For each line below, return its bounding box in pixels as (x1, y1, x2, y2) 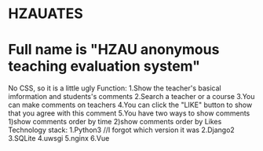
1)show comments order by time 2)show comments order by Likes (8, 117, 222, 127)
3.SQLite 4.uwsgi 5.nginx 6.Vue (8, 134, 110, 143)
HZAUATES (8, 5, 84, 23)
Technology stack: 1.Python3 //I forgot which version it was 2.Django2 (8, 125, 236, 134)
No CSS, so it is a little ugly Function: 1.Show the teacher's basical (8, 83, 221, 93)
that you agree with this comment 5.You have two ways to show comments (8, 109, 250, 118)
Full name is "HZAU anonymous (8, 41, 220, 59)
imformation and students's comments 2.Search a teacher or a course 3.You (8, 92, 255, 101)
